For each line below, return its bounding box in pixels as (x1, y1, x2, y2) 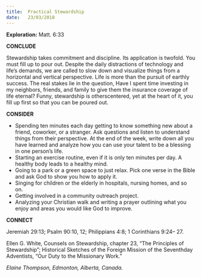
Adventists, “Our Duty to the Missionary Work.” (6, 252, 122, 260)
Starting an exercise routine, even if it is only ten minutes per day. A (14, 153, 182, 161)
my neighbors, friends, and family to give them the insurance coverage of (6, 86, 188, 93)
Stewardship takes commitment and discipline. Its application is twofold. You (6, 54, 196, 61)
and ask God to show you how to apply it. (14, 173, 118, 180)
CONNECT (6, 216, 33, 224)
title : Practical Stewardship (6, 8, 85, 15)
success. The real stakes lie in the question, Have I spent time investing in (6, 79, 189, 87)
